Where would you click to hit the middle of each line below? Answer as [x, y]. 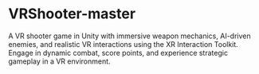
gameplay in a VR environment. [59, 61]
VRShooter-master [72, 14]
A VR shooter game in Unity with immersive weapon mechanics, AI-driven [129, 36]
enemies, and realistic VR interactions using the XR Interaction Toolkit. [124, 44]
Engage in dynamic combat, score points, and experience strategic [118, 53]
